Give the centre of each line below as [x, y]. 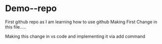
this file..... [15, 27]
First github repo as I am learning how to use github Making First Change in [81, 22]
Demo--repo [31, 8]
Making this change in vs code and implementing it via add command [75, 36]
